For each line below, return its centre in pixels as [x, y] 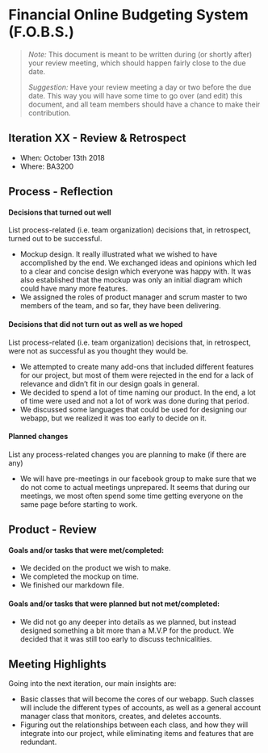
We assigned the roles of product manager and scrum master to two [134, 297]
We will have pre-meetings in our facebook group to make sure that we [138, 479]
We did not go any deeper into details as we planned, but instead [128, 621]
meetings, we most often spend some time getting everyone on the [132, 496]
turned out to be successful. [55, 239]
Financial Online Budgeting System [128, 15]
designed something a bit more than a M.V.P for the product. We [127, 630]
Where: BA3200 [47, 166]
